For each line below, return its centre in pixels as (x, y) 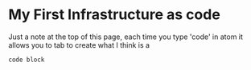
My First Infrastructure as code (115, 15)
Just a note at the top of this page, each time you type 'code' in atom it (126, 37)
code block (27, 60)
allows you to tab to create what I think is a (79, 45)
